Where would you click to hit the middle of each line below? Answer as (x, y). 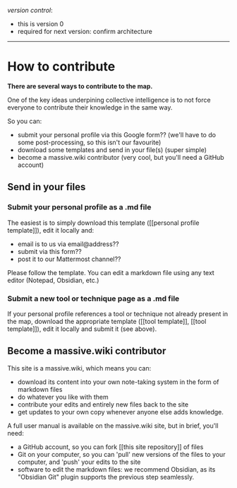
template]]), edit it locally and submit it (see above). (82, 329)
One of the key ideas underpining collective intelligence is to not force (109, 100)
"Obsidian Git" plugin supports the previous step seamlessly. (106, 477)
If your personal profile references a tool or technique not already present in (118, 313)
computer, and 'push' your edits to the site (79, 462)
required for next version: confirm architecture (85, 31)
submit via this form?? (50, 251)
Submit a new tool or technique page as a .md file (93, 298)
